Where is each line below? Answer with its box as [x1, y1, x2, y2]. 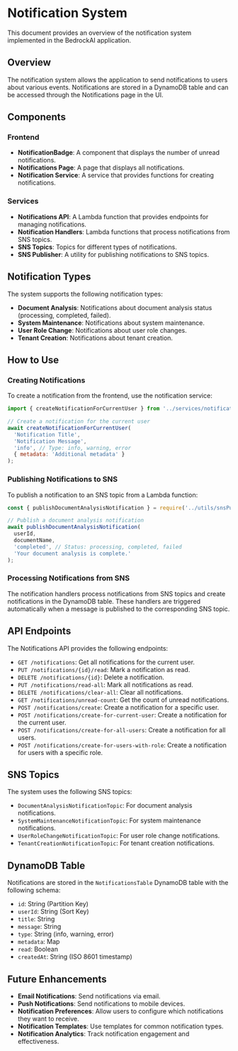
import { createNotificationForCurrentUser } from [7, 405, 160, 412]
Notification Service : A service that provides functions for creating [17, 171, 215, 180]
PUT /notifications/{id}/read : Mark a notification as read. [17, 665, 191, 673]
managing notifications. [17, 220, 87, 229]
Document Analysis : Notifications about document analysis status [17, 303, 212, 312]
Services [7, 197, 39, 207]
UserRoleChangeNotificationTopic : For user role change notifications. [17, 832, 220, 840]
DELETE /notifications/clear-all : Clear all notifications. [17, 688, 183, 696]
